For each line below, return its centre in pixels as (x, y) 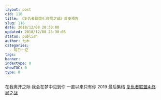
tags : (10, 54)
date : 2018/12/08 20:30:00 (32, 28)
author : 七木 (17, 41)
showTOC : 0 (16, 68)
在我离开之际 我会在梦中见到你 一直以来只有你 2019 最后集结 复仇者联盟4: (78, 86)
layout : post (18, 9)
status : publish (21, 37)
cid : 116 (14, 14)
